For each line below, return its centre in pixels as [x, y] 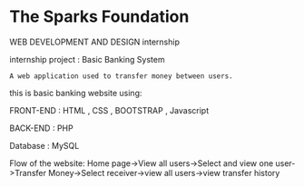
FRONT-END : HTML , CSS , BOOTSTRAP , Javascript [109, 110]
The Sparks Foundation [99, 17]
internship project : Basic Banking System [87, 59]
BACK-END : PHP [42, 128]
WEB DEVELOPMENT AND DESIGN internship [94, 42]
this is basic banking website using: [76, 93]
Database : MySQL [44, 145]
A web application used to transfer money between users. [121, 76]
